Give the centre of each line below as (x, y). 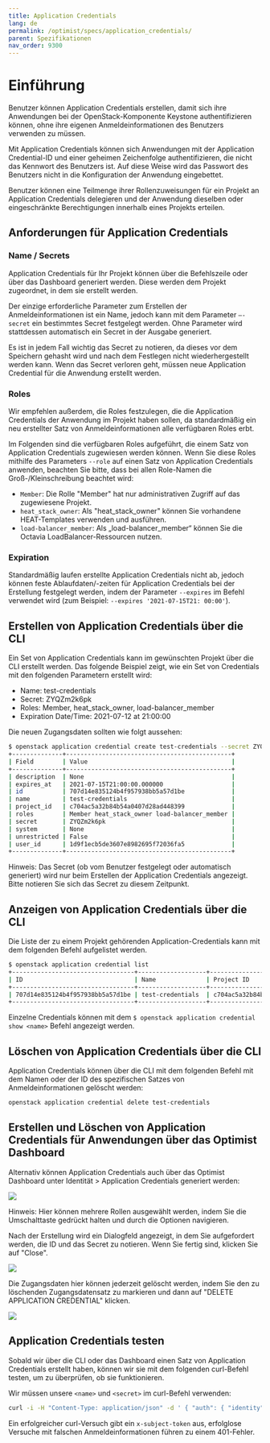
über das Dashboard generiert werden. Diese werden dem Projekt (117, 282)
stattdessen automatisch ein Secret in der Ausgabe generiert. (110, 332)
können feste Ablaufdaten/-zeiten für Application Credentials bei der (122, 584)
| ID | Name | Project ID (129, 979)
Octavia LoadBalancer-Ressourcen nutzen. (91, 537)
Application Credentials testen (86, 1341)
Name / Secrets (39, 256)
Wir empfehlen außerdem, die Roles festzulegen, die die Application (121, 411)
